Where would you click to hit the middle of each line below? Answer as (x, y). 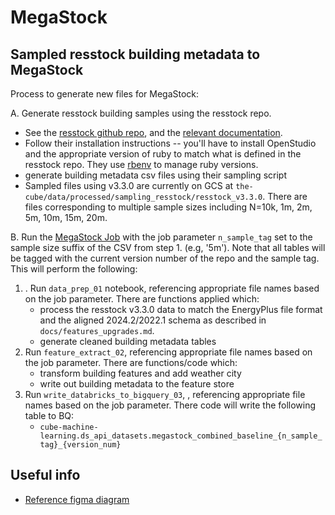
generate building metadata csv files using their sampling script (155, 175)
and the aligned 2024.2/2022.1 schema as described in (153, 320)
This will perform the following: (74, 269)
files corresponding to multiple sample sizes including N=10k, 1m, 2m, (168, 207)
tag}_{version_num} (80, 445)
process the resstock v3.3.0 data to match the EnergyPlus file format (181, 309)
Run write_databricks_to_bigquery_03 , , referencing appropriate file (165, 394)
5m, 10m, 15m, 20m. (66, 217)
